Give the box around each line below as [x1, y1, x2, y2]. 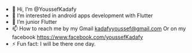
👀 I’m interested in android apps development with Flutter [11, 12, 154, 19]
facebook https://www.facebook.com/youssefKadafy [11, 33, 144, 40]
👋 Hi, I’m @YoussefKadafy [11, 6, 77, 13]
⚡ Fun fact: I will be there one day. [11, 40, 96, 47]
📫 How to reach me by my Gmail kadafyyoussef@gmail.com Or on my [11, 25, 187, 32]
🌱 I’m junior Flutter [11, 18, 57, 25]
